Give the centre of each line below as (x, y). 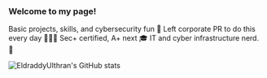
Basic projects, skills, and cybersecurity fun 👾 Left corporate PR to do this (132, 29)
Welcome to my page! (53, 11)
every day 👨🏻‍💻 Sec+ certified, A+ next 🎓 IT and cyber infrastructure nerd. (133, 38)
